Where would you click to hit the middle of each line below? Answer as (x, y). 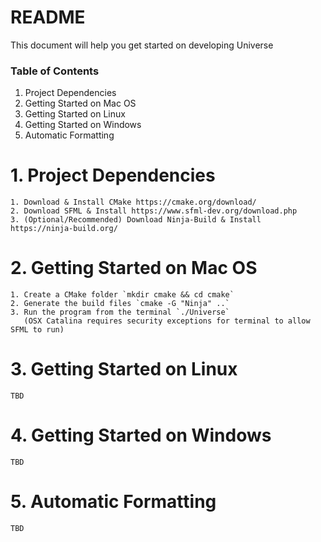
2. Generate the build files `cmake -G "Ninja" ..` (120, 304)
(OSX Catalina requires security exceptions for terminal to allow (167, 321)
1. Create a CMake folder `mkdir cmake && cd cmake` (122, 295)
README (48, 17)
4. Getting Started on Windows (141, 435)
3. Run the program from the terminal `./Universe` (120, 312)
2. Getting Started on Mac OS (134, 268)
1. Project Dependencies (113, 175)
